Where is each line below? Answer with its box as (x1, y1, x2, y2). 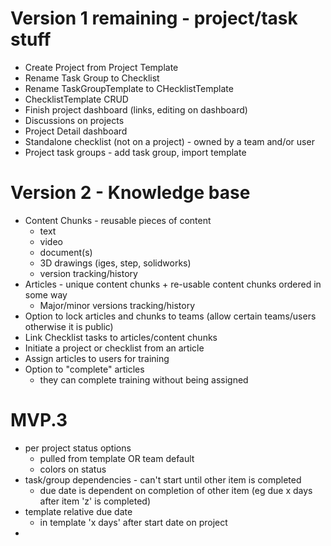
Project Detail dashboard (24, 125, 128, 137)
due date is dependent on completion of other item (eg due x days (39, 484, 313, 496)
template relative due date (24, 505, 133, 517)
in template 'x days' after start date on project (39, 516, 228, 528)
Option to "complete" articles (24, 363, 145, 375)
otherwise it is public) (24, 320, 114, 332)
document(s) (39, 246, 93, 258)
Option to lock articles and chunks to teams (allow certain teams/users (24, 310, 317, 322)
